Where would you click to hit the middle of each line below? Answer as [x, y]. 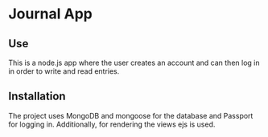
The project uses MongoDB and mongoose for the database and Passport [131, 115]
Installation [37, 97]
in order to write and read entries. [64, 71]
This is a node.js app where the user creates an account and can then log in [134, 62]
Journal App [50, 14]
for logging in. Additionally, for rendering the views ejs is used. [112, 124]
